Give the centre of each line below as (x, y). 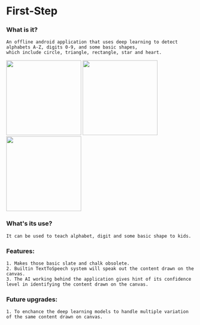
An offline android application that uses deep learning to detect (92, 42)
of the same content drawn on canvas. (54, 317)
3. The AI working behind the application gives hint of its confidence (99, 280)
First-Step (32, 11)
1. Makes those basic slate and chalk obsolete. (68, 264)
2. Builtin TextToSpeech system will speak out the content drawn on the (100, 269)
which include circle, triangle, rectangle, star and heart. (84, 53)
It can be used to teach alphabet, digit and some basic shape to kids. (99, 236)
